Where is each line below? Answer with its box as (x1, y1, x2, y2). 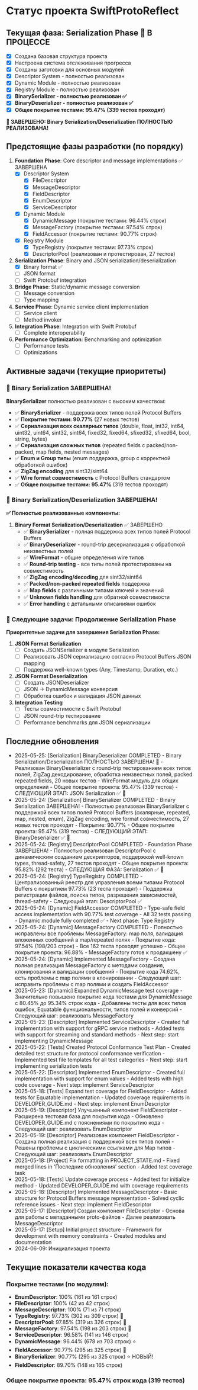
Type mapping (23, 296, 59, 303)
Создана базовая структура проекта (14, 53, 108, 60)
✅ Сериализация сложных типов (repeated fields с (14, 441, 145, 448)
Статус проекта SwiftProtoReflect (6, 4, 179, 18)
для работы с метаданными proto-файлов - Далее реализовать (14, 1214, 176, 1221)
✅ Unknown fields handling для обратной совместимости (23, 593, 170, 601)
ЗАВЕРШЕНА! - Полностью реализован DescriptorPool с (14, 847, 157, 854)
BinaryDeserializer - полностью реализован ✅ (14, 99, 134, 107)
